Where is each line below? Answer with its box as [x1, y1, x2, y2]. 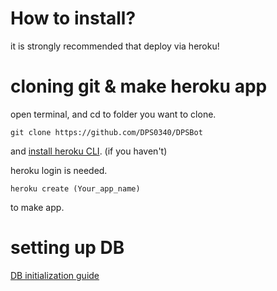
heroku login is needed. [10, 164, 108, 176]
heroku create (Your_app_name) [10, 183, 141, 194]
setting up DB [10, 237, 125, 259]
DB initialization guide [10, 269, 100, 281]
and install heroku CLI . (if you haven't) [10, 145, 168, 157]
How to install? [10, 7, 137, 30]
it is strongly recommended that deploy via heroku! [10, 40, 220, 52]
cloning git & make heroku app [10, 75, 268, 98]
